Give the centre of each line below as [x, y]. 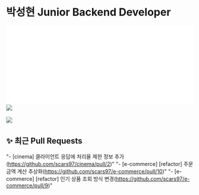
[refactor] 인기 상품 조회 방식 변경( [76, 178]
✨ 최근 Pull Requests [44, 141]
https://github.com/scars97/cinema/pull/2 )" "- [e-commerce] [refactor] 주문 [101, 163]
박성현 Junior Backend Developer [89, 12]
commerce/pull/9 [27, 185]
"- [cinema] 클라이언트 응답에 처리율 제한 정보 [60, 156]
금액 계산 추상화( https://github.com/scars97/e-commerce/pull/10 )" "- [90, 171]
